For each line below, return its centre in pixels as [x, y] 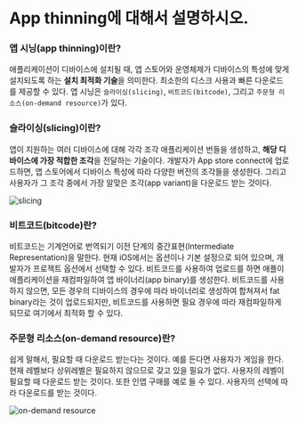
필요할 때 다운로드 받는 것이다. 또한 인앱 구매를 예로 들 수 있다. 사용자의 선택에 [144, 382]
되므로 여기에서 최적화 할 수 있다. [66, 314]
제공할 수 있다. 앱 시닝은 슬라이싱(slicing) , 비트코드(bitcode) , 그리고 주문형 [147, 92]
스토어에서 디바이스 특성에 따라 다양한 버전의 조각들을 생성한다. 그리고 [165, 171]
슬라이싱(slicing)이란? [55, 128]
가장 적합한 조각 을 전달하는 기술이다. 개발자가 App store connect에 [156, 160]
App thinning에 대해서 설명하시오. [129, 18]
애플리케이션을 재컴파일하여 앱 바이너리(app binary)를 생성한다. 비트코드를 [139, 280]
